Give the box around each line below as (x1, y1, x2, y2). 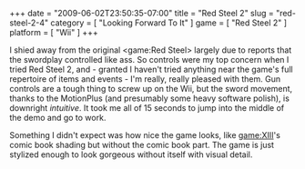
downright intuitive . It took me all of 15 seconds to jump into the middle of (9, 103, 285, 113)
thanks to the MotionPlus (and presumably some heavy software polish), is (9, 93, 290, 104)
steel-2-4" (9, 17, 49, 28)
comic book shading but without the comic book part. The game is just (9, 140, 275, 150)
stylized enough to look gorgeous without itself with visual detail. (9, 149, 253, 160)
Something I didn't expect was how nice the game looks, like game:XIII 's (9, 130, 280, 140)
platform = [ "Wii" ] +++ (9, 27, 98, 37)
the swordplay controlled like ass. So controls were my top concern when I (9, 55, 290, 65)
